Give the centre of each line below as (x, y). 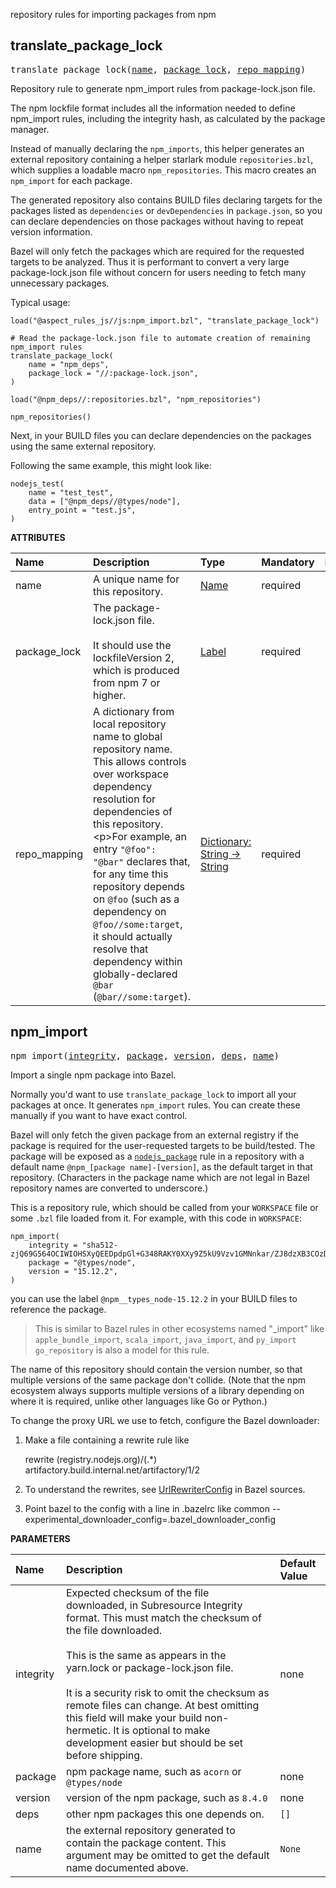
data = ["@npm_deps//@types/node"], (105, 501)
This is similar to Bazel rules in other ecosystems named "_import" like (179, 1328)
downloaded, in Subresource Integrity (154, 1605)
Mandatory (288, 562)
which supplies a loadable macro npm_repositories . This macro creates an (163, 170)
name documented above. (127, 1867)
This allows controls (140, 761)
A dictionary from (134, 711)
